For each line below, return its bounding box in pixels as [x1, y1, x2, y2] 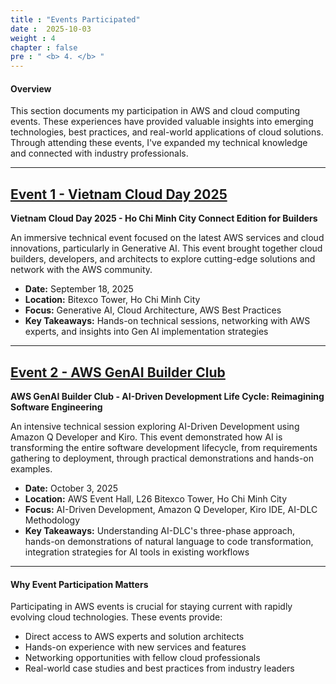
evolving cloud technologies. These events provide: [10, 611, 223, 623]
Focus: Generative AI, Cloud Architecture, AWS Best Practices [24, 304, 282, 316]
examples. [10, 462, 53, 475]
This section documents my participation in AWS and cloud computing [10, 105, 301, 117]
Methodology [24, 514, 81, 526]
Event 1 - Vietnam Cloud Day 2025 [10, 186, 228, 203]
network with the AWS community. [10, 264, 153, 276]
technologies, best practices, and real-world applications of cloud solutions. [10, 126, 324, 138]
